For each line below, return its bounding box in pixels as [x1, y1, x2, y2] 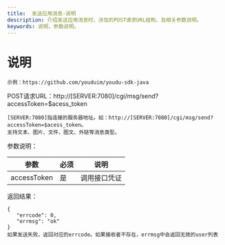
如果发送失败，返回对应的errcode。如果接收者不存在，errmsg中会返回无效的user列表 [7, 231, 219, 238]
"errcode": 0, [16, 212, 57, 219]
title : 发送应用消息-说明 [7, 10, 76, 17]
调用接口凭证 [80, 173, 122, 183]
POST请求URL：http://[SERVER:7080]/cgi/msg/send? [7, 92, 159, 100]
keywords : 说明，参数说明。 [7, 23, 79, 30]
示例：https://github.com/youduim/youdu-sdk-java [7, 79, 149, 86]
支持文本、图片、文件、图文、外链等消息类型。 [7, 129, 120, 136]
